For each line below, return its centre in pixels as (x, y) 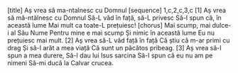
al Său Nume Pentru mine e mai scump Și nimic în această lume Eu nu (113, 33)
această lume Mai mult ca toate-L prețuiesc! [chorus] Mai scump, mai (109, 25)
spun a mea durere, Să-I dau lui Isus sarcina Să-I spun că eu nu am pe (110, 55)
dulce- (222, 25)
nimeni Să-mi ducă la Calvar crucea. (60, 63)
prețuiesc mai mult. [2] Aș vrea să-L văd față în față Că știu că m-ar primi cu (119, 40)
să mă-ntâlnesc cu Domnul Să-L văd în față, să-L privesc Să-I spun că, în (114, 18)
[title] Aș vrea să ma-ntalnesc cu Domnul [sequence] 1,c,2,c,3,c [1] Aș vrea (117, 10)
